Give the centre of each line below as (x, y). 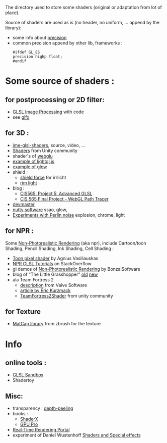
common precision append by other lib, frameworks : (67, 43)
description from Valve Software (53, 285)
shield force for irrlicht (43, 177)
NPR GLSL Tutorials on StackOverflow (52, 263)
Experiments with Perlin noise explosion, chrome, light (69, 215)
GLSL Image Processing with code (48, 112)
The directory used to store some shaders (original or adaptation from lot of (84, 7)
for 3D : (17, 133)
